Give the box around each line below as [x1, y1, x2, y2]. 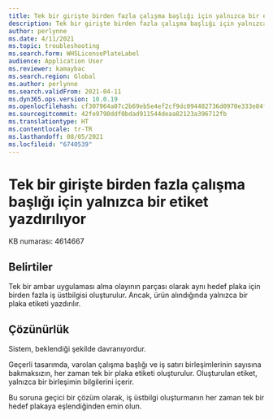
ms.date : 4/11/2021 [8, 34, 75, 43]
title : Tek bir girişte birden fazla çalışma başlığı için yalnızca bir [8, 11, 260, 20]
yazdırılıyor [8, 209, 87, 228]
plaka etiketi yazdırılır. [8, 299, 81, 309]
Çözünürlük [8, 322, 70, 336]
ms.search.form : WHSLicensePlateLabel [8, 50, 140, 58]
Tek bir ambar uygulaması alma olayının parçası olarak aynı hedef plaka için [8, 282, 262, 292]
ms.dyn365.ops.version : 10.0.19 [8, 95, 118, 103]
